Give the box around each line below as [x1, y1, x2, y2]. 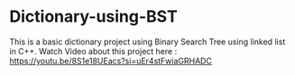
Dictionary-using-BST [9, 6, 178, 27]
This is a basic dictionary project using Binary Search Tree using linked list [9, 36, 286, 47]
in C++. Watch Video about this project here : [9, 45, 178, 56]
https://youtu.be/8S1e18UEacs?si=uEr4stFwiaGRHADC [9, 55, 212, 66]
